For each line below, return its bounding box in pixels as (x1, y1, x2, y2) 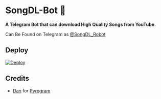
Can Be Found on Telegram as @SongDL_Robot (5, 31, 106, 37)
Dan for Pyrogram (12, 87, 51, 93)
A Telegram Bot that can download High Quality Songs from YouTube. (5, 21, 156, 27)
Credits (5, 74, 30, 83)
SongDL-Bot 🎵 (5, 5, 66, 16)
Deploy (5, 46, 29, 55)
